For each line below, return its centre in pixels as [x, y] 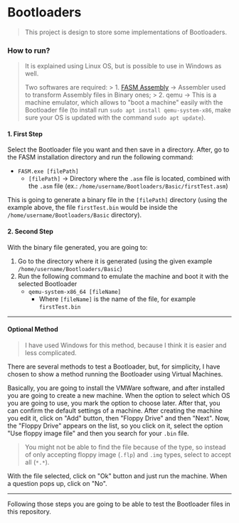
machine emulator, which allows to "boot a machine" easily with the [124, 102]
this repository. [30, 511]
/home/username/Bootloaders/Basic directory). [75, 215]
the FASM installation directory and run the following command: [100, 157]
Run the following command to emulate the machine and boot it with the [123, 276]
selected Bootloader [47, 284]
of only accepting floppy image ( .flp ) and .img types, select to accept [128, 454]
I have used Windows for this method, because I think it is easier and [126, 345]
